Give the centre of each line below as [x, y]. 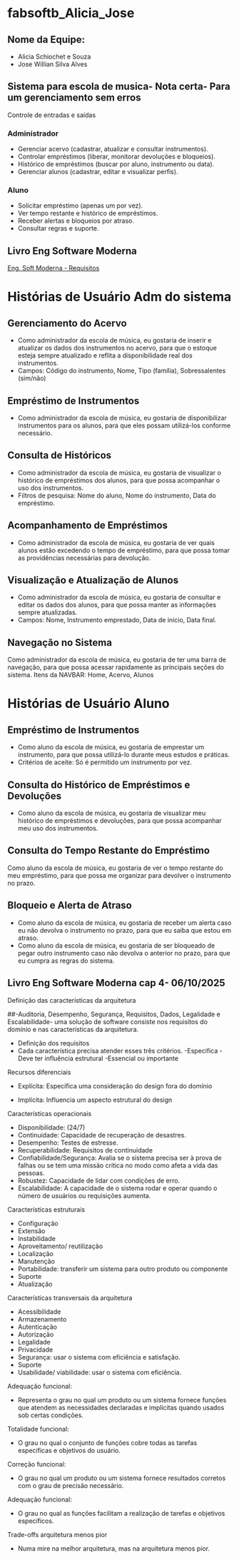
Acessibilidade [39, 1312]
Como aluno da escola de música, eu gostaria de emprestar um [111, 747]
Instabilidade [36, 1238]
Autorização [36, 1334]
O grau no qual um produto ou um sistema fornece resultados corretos [122, 1478]
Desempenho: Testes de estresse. [68, 1143]
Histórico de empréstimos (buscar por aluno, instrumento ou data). [116, 164]
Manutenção [36, 1261]
